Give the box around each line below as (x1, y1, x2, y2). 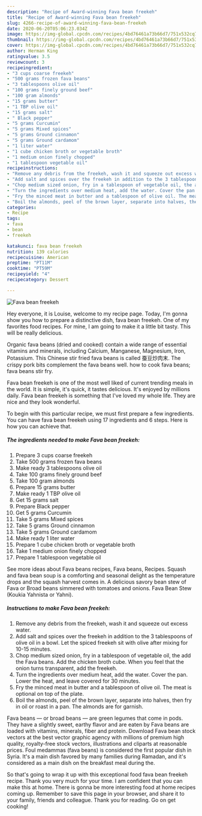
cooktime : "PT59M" (7, 266, 53, 272)
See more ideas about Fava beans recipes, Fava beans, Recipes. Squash (7, 565, 186, 573)
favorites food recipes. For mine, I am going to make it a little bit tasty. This (7, 323, 191, 330)
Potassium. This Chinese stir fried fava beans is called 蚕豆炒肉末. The (7, 354, 181, 361)
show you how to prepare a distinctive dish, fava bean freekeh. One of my (7, 316, 189, 323)
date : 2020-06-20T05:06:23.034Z (7, 25, 88, 32)
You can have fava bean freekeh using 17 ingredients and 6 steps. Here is (7, 416, 188, 424)
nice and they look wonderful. (7, 398, 80, 406)
